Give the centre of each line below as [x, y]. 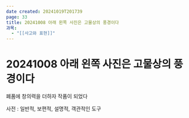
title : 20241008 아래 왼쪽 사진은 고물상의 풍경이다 [63, 22]
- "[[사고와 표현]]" [33, 33]
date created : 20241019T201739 [44, 11]
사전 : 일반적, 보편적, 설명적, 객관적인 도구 [54, 109]
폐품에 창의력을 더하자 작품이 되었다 [47, 96]
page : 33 [17, 17]
